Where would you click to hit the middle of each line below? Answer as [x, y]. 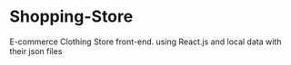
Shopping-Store [71, 17]
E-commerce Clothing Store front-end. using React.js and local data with [145, 42]
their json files [36, 51]
